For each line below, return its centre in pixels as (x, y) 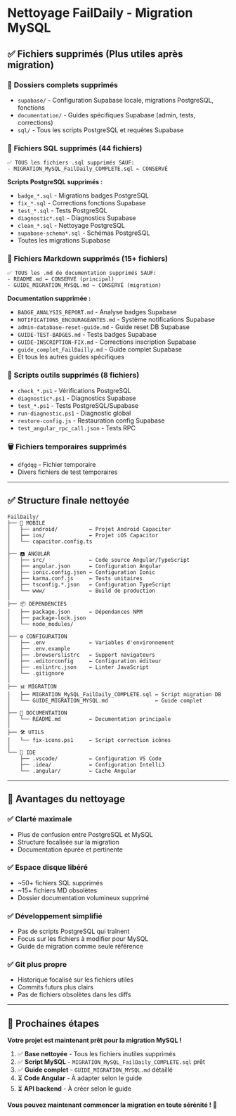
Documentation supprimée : (49, 299)
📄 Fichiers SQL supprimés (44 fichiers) (75, 148)
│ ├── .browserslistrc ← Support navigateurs (81, 655)
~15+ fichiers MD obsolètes (57, 890)
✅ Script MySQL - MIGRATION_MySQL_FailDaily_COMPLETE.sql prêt (111, 1062)
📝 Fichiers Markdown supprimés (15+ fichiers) (88, 259)
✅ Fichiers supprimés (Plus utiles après (95, 54)
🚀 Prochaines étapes (53, 1024)
